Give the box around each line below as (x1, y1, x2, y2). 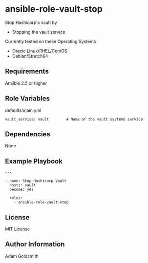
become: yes (9, 187, 34, 192)
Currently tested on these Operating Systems (5, 38, 96, 44)
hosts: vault (9, 183, 36, 188)
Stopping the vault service (12, 29, 65, 35)
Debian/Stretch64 (12, 53, 48, 59)
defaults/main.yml (5, 107, 42, 113)
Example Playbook (5, 157, 63, 165)
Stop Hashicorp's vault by (5, 20, 57, 25)
